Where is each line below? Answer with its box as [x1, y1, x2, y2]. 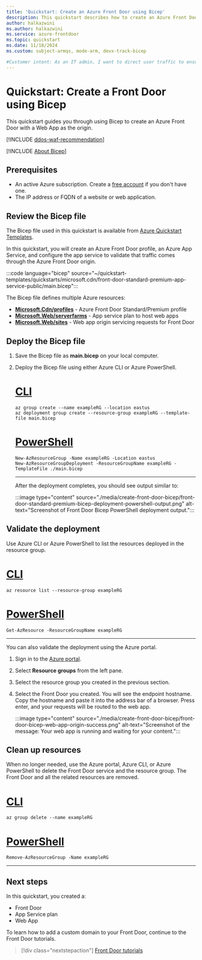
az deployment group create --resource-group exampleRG [14, 410, 158, 416]
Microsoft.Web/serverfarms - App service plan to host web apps [14, 312, 179, 319]
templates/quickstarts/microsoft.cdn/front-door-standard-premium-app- [6, 276, 186, 283]
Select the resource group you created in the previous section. [14, 679, 170, 686]
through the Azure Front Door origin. [6, 258, 96, 265]
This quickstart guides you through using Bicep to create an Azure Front [6, 118, 185, 125]
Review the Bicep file [6, 211, 87, 221]
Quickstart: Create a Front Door [6, 85, 167, 98]
